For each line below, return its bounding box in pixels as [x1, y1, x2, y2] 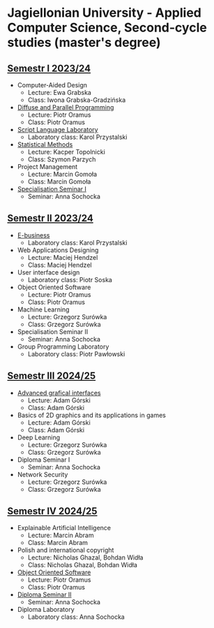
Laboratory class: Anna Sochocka [27, 613, 125, 621]
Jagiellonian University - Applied [7, 5, 202, 21]
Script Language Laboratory [17, 126, 99, 133]
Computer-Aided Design [17, 81, 88, 89]
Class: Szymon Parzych [27, 155, 96, 163]
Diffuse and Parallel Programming [17, 103, 114, 111]
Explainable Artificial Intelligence [17, 524, 112, 532]
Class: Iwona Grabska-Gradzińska [27, 96, 126, 104]
